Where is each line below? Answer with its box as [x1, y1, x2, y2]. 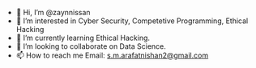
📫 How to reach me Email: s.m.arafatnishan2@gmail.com [15, 50, 209, 60]
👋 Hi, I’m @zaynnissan [15, 8, 91, 17]
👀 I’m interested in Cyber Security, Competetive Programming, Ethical [15, 16, 249, 26]
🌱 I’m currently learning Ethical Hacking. [15, 33, 151, 42]
